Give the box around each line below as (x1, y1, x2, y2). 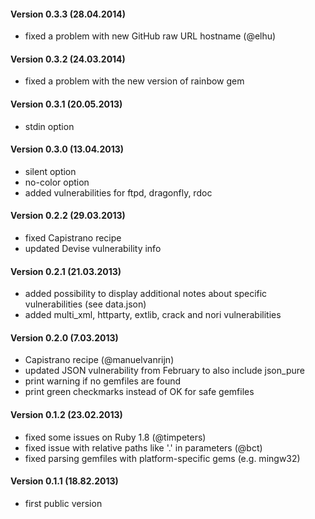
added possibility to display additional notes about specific (24, 288, 268, 300)
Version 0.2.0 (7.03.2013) (10, 331, 119, 344)
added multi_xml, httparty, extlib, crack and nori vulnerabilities (24, 309, 282, 321)
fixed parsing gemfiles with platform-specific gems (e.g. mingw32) (24, 452, 301, 464)
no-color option (24, 176, 90, 188)
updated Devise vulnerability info (24, 243, 162, 255)
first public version (24, 497, 103, 509)
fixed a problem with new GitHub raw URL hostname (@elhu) (24, 30, 277, 42)
